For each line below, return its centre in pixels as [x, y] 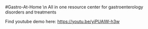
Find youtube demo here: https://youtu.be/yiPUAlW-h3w [62, 22]
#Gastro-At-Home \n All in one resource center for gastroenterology [74, 7]
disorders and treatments [31, 12]
